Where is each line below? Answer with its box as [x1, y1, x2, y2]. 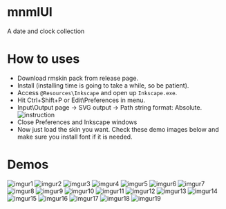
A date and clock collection [7, 27, 85, 35]
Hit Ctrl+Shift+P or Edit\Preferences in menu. [17, 96, 145, 104]
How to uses [7, 51, 80, 67]
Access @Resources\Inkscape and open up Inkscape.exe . [17, 88, 178, 97]
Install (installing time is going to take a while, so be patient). [17, 81, 189, 90]
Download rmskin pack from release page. [17, 74, 139, 82]
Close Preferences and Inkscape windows [17, 118, 138, 126]
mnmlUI [7, 4, 53, 20]
